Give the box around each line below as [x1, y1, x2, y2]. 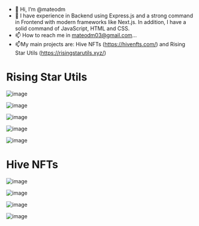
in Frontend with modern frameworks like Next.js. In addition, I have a [14, 19, 186, 25]
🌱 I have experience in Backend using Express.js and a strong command [14, 12, 194, 19]
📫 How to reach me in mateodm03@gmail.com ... [14, 32, 137, 38]
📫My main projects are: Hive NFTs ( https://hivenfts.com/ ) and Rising [14, 41, 186, 47]
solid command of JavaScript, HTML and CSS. [14, 25, 130, 32]
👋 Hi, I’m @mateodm [14, 6, 66, 13]
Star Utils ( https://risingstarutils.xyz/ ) [14, 49, 107, 56]
